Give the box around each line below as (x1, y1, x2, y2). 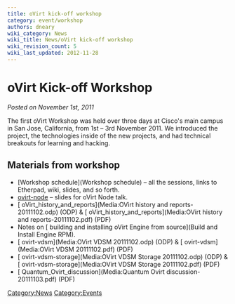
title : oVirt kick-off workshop (7, 10, 102, 18)
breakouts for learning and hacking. (7, 138, 111, 147)
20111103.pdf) (17, 275, 58, 283)
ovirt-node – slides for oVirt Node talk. (17, 192, 128, 201)
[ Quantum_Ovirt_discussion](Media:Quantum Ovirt (17, 267, 165, 276)
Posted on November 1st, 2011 (7, 103, 95, 111)
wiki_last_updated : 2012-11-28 (7, 50, 99, 57)
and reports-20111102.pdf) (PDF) (17, 215, 112, 223)
